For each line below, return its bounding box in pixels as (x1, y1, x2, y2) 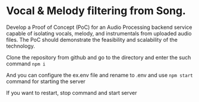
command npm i (6, 60, 46, 67)
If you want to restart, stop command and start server (6, 89, 138, 96)
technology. (6, 42, 36, 50)
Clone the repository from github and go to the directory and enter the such (6, 54, 191, 61)
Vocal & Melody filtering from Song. (6, 4, 186, 18)
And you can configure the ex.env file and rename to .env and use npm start (6, 71, 193, 78)
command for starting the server (6, 78, 86, 85)
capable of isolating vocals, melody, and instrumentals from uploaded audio (6, 29, 192, 37)
